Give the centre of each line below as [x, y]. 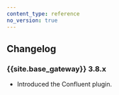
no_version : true [32, 20]
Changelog [32, 49]
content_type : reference [43, 14]
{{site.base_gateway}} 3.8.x [57, 69]
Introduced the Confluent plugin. [64, 84]
